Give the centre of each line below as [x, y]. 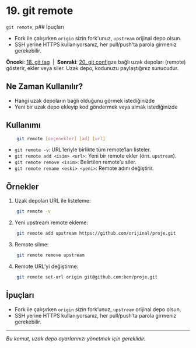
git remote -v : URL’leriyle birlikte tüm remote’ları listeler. [83, 149]
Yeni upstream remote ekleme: [51, 222]
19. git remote [40, 11]
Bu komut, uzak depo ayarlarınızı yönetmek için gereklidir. [76, 338]
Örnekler [22, 187]
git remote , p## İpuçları [35, 27]
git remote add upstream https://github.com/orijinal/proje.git [96, 234]
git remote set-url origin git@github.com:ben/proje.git [87, 277]
